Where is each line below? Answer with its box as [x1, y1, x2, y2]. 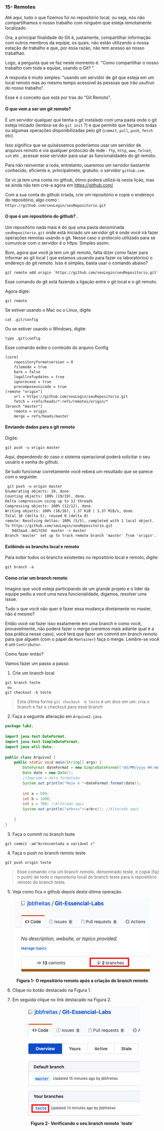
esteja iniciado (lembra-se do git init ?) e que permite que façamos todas [5, 122, 157, 128]
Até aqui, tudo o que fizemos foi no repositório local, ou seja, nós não [5, 15, 145, 21]
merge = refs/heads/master [14, 413, 69, 419]
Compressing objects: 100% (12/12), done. [5, 503, 93, 508]
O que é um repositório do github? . [5, 213, 78, 220]
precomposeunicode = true [14, 384, 67, 389]
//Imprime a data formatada [23, 776, 80, 781]
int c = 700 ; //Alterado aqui [23, 801, 84, 807]
